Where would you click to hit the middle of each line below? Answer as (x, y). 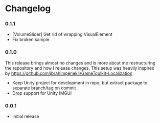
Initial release (25, 116)
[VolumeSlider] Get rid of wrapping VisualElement (62, 34)
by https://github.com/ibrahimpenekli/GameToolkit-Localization (69, 73)
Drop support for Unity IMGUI (42, 93)
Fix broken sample (31, 40)
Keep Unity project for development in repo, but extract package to (80, 82)
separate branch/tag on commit (44, 88)
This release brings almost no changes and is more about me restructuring (80, 63)
